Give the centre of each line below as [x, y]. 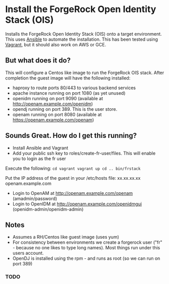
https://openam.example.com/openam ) [53, 120]
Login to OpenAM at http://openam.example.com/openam [73, 193]
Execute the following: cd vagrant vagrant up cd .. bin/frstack [73, 168]
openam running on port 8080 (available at [57, 114]
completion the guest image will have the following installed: [68, 78]
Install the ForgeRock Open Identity [81, 9]
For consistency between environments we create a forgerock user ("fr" [87, 242]
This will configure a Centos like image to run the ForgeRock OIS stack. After [85, 73]
